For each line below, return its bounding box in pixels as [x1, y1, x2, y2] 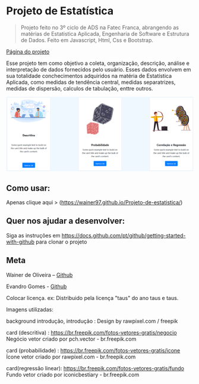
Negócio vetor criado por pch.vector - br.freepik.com [6, 335, 137, 342]
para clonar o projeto [35, 238, 87, 245]
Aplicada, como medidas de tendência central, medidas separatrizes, [6, 79, 176, 86]
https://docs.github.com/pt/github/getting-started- [61, 232, 186, 239]
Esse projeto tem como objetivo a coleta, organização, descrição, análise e [6, 60, 190, 67]
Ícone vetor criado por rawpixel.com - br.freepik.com [6, 353, 136, 360]
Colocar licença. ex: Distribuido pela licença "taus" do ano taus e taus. [6, 294, 179, 301]
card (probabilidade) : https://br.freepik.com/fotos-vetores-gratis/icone [6, 346, 181, 354]
